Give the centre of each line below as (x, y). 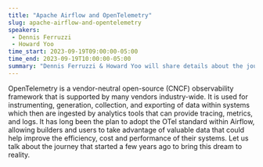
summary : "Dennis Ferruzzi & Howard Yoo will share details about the (126, 66)
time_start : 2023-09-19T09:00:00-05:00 (73, 52)
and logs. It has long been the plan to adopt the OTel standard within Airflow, (131, 121)
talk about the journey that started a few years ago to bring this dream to (125, 146)
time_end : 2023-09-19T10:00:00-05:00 (70, 59)
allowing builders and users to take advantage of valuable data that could (126, 130)
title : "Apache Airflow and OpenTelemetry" (80, 15)
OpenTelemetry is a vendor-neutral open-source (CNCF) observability (121, 88)
